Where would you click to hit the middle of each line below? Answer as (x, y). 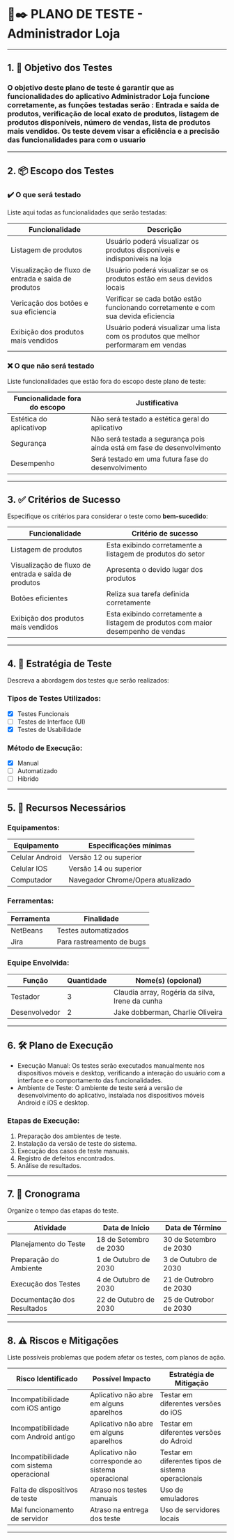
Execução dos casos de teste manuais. (73, 1151)
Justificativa (157, 403)
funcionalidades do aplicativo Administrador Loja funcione (109, 97)
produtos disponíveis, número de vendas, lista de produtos (109, 123)
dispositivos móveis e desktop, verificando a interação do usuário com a (121, 1073)
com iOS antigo (36, 1408)
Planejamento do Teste (48, 1244)
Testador (25, 997)
